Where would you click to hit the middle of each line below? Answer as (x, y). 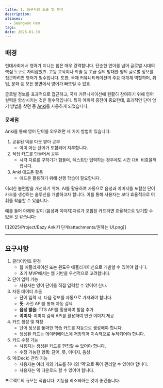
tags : (10, 28)
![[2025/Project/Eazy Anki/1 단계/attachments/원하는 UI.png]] (65, 227)
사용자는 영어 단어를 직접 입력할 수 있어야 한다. (63, 285)
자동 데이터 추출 (27, 291)
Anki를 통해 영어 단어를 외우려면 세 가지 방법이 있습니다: (58, 131)
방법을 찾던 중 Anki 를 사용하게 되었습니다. (49, 106)
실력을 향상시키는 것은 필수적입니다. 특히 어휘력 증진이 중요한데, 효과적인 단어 (78, 100)
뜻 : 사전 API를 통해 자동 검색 (46, 303)
